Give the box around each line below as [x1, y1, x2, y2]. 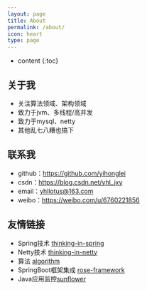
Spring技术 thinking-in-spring [17, 239, 104, 247]
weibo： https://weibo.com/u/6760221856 [17, 195, 140, 204]
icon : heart [7, 30, 43, 38]
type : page [7, 37, 40, 44]
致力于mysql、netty [17, 117, 76, 125]
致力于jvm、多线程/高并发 [17, 108, 94, 116]
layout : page [7, 10, 46, 18]
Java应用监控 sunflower [17, 274, 87, 283]
